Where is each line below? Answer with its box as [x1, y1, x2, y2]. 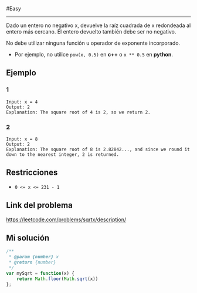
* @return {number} [8, 259, 57, 265]
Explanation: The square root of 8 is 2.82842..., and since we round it [6, 146, 191, 152]
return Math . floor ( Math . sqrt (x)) [16, 276, 98, 282]
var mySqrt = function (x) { [6, 270, 75, 276]
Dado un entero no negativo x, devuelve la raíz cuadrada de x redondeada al [6, 22, 191, 29]
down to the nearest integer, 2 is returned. [6, 151, 119, 158]
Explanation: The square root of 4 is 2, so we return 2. [6, 109, 151, 115]
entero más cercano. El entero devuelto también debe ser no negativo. [6, 28, 176, 35]
